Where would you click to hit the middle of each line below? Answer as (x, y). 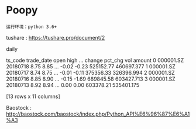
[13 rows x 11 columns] (33, 96)
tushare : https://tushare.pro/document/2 (56, 37)
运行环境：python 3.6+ (32, 27)
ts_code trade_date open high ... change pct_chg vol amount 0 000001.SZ (95, 60)
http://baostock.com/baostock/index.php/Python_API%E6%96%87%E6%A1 (98, 114)
